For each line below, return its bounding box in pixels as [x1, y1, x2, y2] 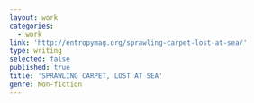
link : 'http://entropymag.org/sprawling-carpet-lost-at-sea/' [9, 38, 248, 47]
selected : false [9, 55, 70, 64]
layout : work [9, 13, 59, 22]
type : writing [9, 47, 63, 56]
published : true [9, 64, 70, 73]
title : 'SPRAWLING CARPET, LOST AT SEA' [9, 72, 164, 81]
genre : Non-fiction [9, 80, 83, 89]
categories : [9, 21, 54, 30]
